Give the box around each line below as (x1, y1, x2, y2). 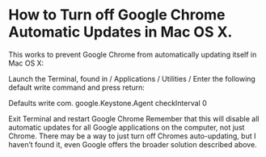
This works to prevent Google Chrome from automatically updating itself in (8, 49, 257, 59)
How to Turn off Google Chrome (8, 6, 226, 24)
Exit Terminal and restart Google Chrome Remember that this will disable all (8, 113, 260, 123)
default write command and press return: (8, 83, 146, 92)
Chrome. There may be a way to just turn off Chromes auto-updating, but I (8, 131, 256, 141)
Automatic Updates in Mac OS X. (8, 23, 233, 41)
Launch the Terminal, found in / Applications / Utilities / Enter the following (8, 74, 256, 83)
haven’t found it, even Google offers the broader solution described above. (8, 139, 257, 149)
